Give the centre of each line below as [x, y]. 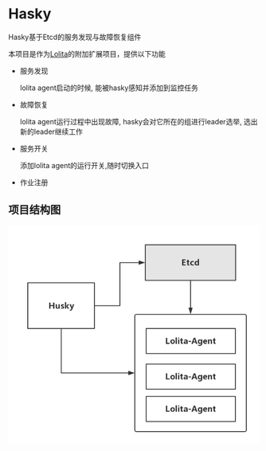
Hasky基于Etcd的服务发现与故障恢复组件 [75, 37]
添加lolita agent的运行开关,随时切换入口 [84, 165]
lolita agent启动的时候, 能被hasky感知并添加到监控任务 [109, 88]
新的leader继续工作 [51, 131]
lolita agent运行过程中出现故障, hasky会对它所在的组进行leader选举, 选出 [139, 121]
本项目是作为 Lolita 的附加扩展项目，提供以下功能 [87, 53]
